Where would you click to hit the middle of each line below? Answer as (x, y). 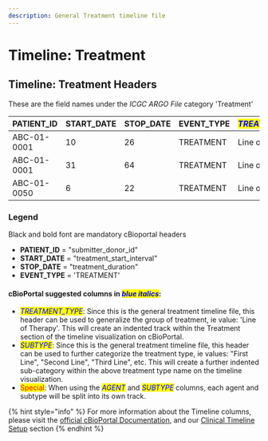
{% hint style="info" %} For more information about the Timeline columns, (130, 411)
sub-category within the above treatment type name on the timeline (131, 371)
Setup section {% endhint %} (56, 429)
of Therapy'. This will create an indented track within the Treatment (130, 328)
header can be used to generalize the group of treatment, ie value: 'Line (138, 320)
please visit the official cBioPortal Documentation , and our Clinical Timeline (132, 420)
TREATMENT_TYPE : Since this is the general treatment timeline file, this (137, 312)
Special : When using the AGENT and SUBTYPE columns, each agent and (139, 387)
